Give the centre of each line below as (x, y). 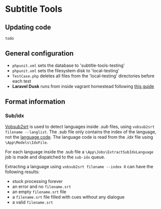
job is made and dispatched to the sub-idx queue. (55, 157)
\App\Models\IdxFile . (27, 142)
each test (22, 81)
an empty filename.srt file (39, 192)
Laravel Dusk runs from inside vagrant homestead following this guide (83, 86)
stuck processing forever (37, 181)
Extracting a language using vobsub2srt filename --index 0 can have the (79, 166)
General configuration (39, 53)
